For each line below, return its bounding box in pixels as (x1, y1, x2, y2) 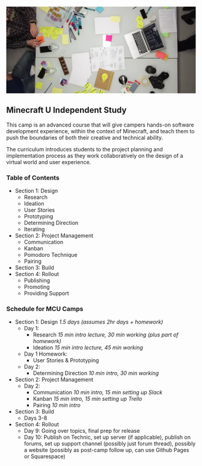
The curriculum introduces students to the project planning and (6, 145, 164, 153)
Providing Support (23, 289, 69, 297)
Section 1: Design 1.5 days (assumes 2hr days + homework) (14, 318, 164, 326)
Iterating (23, 225, 45, 233)
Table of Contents (6, 173, 60, 181)
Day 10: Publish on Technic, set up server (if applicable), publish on (23, 433, 191, 441)
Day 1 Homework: (23, 350, 68, 357)
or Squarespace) (23, 453, 66, 460)
